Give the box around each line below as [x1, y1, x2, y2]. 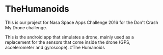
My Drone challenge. [5, 24, 48, 30]
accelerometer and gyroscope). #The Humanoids [5, 44, 105, 50]
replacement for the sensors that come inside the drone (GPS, [5, 39, 131, 45]
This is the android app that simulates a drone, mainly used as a [5, 34, 134, 40]
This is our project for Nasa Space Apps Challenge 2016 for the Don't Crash [5, 19, 159, 25]
